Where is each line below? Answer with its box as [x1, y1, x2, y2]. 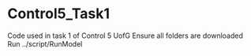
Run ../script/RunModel [7, 39, 83, 48]
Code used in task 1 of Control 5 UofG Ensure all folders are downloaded [7, 31, 244, 40]
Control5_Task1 [7, 5, 111, 23]
